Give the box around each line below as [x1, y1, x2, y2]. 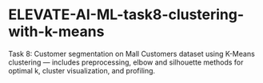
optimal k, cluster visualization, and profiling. [8, 65, 156, 75]
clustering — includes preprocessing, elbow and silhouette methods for [8, 57, 244, 67]
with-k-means [8, 22, 105, 41]
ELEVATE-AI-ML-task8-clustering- [8, 6, 245, 24]
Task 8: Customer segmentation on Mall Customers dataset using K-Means [8, 49, 256, 58]
